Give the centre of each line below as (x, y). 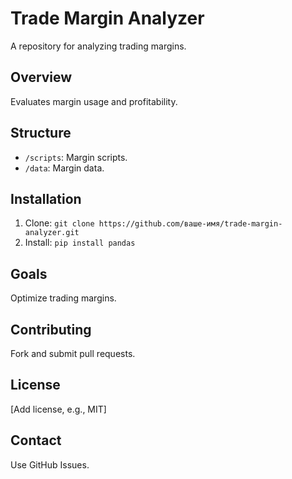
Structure (41, 133)
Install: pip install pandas (80, 243)
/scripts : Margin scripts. (76, 157)
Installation (46, 198)
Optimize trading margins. (63, 298)
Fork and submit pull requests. (73, 353)
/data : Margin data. (64, 168)
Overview (41, 77)
